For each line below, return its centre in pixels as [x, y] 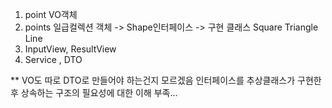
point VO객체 [51, 14]
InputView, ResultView [70, 49]
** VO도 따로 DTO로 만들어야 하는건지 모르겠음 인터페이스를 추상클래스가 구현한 [166, 80]
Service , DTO [53, 59]
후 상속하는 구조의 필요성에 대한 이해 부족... [94, 92]
